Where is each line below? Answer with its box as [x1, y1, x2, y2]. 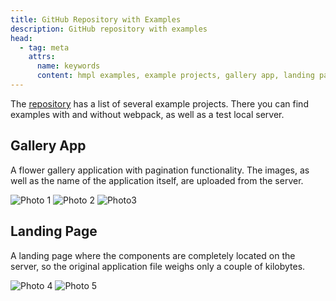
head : [10, 33, 33, 43]
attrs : [28, 52, 56, 62]
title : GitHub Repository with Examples [10, 14, 182, 25]
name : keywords [36, 61, 101, 71]
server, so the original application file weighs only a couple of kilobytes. [10, 260, 306, 272]
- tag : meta [19, 42, 70, 53]
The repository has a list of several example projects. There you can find [10, 97, 309, 110]
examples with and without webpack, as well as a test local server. [10, 108, 285, 120]
